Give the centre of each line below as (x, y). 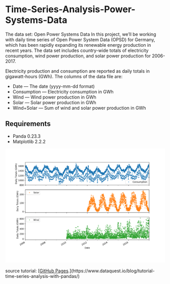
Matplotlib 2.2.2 (29, 141)
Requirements (28, 124)
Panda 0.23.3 (26, 136)
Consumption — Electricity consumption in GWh (63, 91)
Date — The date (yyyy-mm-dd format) (54, 86)
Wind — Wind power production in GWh (54, 97)
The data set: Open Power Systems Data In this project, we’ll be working (81, 34)
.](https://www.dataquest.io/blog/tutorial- (111, 271)
